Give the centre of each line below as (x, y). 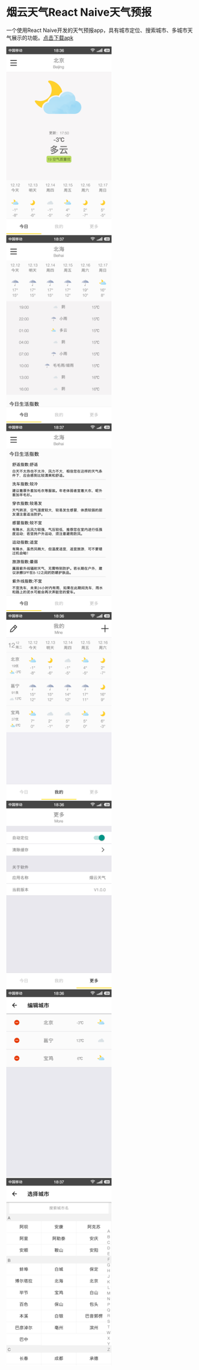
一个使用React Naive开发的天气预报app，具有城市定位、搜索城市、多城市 (97, 30)
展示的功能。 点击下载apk (42, 37)
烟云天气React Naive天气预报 (79, 12)
